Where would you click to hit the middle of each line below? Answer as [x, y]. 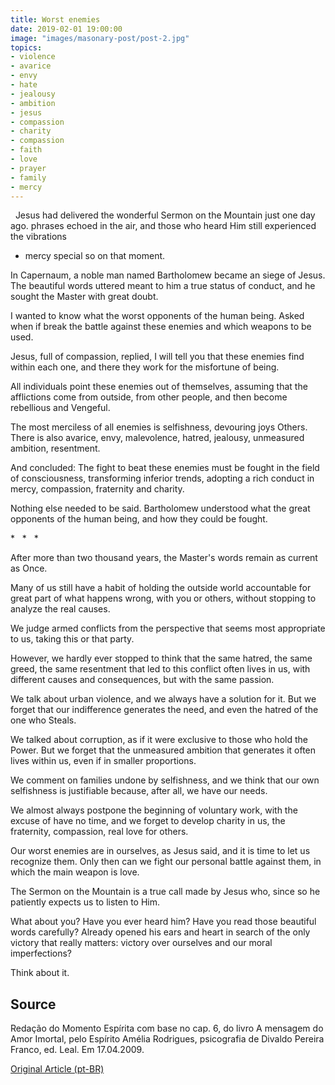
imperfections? [41, 953]
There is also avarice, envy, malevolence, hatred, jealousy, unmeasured [157, 438]
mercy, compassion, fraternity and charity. [97, 489]
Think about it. [40, 973]
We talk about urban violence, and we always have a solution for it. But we [163, 699]
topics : [26, 47]
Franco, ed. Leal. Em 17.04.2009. [77, 1050]
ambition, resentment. [55, 448]
